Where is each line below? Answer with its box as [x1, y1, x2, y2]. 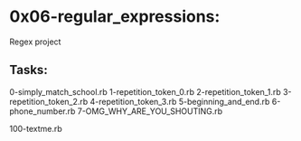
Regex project [9, 36, 61, 47]
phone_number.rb [9, 106, 76, 117]
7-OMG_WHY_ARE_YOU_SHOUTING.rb [77, 106, 223, 117]
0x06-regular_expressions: [9, 6, 221, 27]
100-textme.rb [9, 123, 63, 134]
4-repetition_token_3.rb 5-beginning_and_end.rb [89, 96, 270, 107]
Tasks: [9, 62, 48, 78]
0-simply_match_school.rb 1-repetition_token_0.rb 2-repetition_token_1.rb [9, 86, 282, 97]
